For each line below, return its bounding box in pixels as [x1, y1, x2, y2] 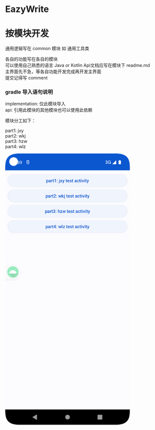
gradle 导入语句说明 [5, 88, 53, 95]
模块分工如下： [5, 117, 36, 123]
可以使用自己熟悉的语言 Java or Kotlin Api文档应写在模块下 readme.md [5, 62, 151, 68]
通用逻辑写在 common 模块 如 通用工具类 [5, 45, 90, 51]
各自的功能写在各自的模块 [5, 56, 58, 62]
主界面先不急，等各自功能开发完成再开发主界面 [5, 68, 101, 74]
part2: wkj [5, 133, 26, 139]
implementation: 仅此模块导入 [5, 101, 66, 107]
